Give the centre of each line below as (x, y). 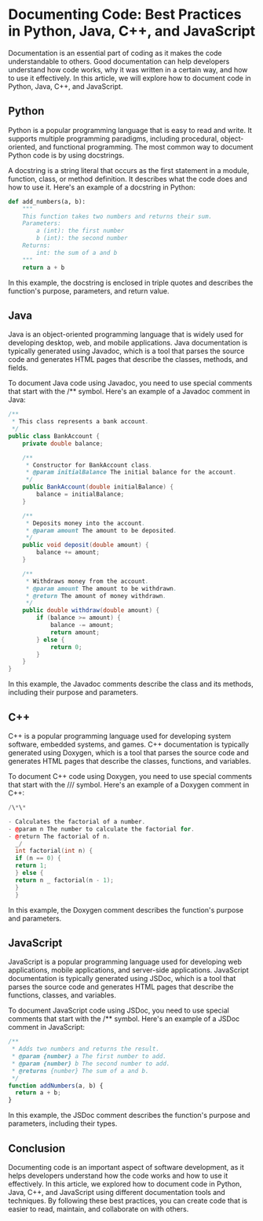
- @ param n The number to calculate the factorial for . (101, 829)
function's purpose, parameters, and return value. (89, 291)
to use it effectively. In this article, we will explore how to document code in (130, 78)
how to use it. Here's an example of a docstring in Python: (102, 187)
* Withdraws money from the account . (87, 581)
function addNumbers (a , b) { (56, 1086)
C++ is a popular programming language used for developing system (120, 736)
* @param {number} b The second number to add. (91, 1064)
